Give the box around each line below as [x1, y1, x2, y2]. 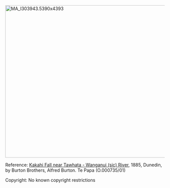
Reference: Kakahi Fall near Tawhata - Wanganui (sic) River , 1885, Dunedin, [5, 162, 162, 168]
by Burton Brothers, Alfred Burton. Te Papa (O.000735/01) [5, 167, 126, 173]
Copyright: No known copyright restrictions [5, 177, 96, 183]
